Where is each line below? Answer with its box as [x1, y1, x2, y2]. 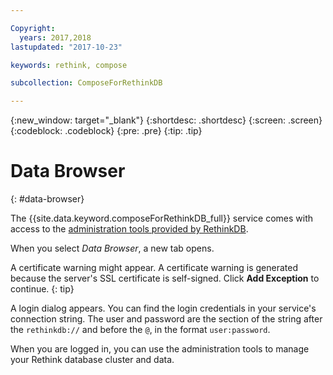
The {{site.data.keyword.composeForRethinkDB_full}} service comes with [10, 212, 314, 225]
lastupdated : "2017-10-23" [10, 42, 123, 52]
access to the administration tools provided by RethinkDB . [10, 223, 249, 235]
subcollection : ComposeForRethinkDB [10, 78, 163, 88]
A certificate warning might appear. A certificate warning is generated [10, 262, 298, 274]
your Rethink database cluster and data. [10, 354, 175, 366]
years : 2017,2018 [19, 32, 92, 43]
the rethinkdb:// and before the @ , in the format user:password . [10, 324, 271, 336]
